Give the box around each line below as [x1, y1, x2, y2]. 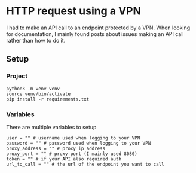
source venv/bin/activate [6, 91, 71, 97]
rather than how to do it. [6, 37, 66, 44]
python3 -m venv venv [6, 86, 60, 92]
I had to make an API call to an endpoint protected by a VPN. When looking [6, 24, 191, 31]
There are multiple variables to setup [6, 123, 97, 130]
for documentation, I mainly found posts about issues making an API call [6, 30, 184, 37]
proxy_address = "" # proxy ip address [6, 145, 106, 151]
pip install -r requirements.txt [6, 96, 90, 102]
